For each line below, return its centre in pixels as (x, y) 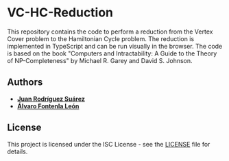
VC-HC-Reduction (60, 13)
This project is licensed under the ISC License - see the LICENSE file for (109, 144)
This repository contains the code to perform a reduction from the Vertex (110, 32)
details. (17, 151)
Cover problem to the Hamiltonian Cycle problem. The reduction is (100, 38)
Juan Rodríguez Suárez (51, 99)
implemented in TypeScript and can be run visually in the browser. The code (115, 46)
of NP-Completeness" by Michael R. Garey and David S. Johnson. (100, 60)
